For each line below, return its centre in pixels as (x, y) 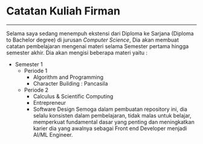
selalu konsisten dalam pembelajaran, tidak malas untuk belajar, (112, 115)
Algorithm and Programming (68, 77)
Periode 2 (36, 90)
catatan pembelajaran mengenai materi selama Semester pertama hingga (98, 46)
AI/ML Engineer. (53, 134)
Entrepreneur (50, 102)
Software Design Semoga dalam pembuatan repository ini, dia (110, 109)
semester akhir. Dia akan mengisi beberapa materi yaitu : (77, 52)
